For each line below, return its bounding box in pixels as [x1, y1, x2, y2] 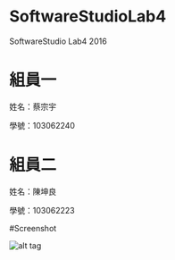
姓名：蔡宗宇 [9, 101, 56, 112]
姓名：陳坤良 [9, 186, 56, 197]
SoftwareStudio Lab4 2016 [9, 36, 107, 46]
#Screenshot [9, 222, 57, 233]
